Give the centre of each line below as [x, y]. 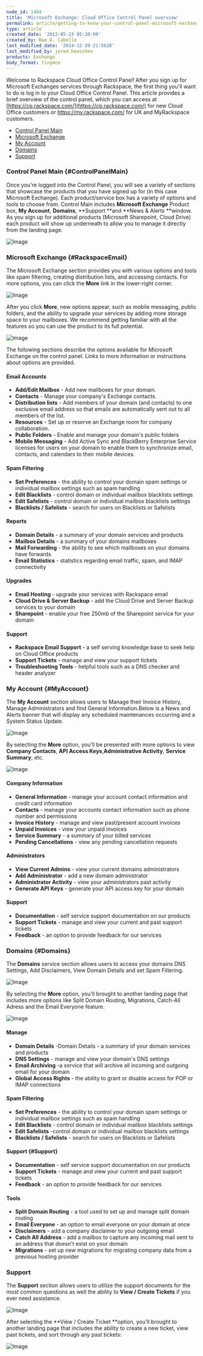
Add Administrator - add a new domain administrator [82, 876]
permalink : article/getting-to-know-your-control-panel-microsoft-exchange [104, 23]
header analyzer [35, 673]
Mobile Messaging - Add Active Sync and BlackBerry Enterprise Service [105, 441]
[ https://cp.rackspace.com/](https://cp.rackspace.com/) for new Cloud [95, 105]
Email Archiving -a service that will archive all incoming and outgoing [102, 1065]
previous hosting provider [47, 1257]
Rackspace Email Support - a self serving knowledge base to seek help [105, 647]
